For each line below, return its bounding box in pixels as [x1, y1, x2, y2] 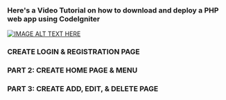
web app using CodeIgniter [7, 14, 101, 23]
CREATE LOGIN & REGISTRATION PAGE [7, 47, 140, 57]
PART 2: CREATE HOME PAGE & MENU [7, 66, 138, 75]
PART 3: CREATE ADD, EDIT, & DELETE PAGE [7, 84, 159, 94]
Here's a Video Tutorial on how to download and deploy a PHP [7, 6, 219, 15]
